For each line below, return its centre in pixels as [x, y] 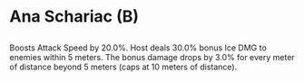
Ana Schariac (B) [74, 17]
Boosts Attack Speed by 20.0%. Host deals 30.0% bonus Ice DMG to [138, 48]
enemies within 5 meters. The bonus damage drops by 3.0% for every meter [152, 57]
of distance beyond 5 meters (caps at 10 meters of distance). [123, 67]
